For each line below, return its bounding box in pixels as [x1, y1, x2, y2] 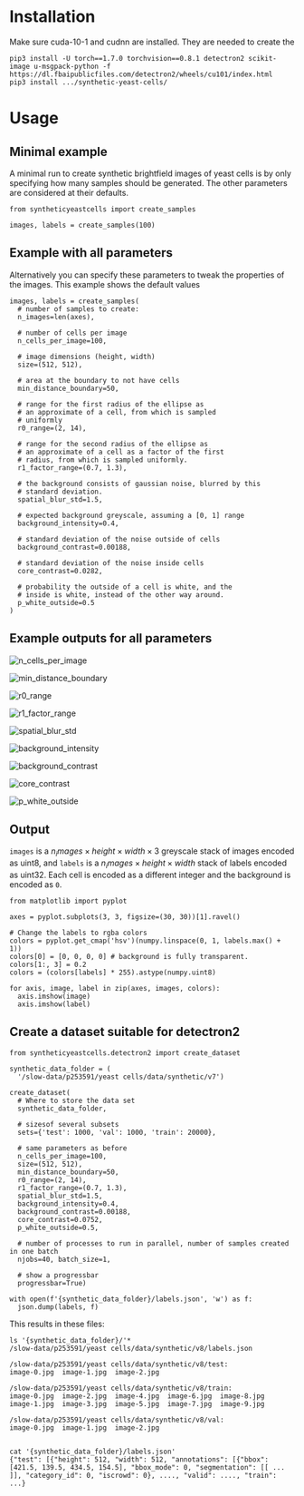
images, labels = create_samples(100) [9, 220, 156, 230]
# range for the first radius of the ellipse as [17, 399, 204, 409]
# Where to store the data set [17, 1096, 136, 1105]
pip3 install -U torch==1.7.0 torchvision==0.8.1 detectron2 [9, 54, 245, 63]
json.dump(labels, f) [17, 1302, 100, 1312]
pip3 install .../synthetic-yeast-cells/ [9, 77, 168, 87]
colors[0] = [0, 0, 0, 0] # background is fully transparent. [9, 952, 249, 961]
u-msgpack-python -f [33, 62, 111, 71]
